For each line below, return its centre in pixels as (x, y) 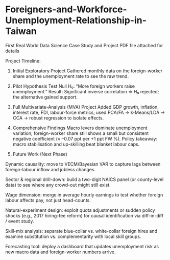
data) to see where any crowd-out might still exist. (58, 185)
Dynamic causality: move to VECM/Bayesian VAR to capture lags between (83, 164)
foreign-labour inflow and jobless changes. (51, 169)
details (12, 51)
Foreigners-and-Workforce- (66, 9)
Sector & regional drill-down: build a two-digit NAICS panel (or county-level (84, 179)
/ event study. (20, 221)
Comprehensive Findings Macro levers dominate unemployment (80, 128)
